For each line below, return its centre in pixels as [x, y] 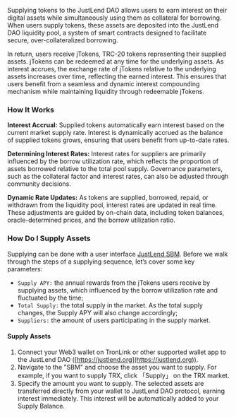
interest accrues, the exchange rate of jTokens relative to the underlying [112, 69]
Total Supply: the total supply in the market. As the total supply [110, 305]
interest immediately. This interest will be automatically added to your [118, 398]
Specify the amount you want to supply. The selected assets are [111, 383]
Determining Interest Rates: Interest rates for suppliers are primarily [107, 154]
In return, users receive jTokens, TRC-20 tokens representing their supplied [117, 54]
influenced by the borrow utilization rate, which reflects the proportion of [113, 161]
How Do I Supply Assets [49, 238]
